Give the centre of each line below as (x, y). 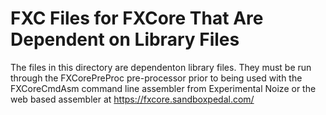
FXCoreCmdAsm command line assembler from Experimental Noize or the (163, 88)
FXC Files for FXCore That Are (137, 18)
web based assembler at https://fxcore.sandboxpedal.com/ (132, 99)
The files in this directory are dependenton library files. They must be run (161, 67)
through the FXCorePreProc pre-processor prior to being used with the (156, 78)
